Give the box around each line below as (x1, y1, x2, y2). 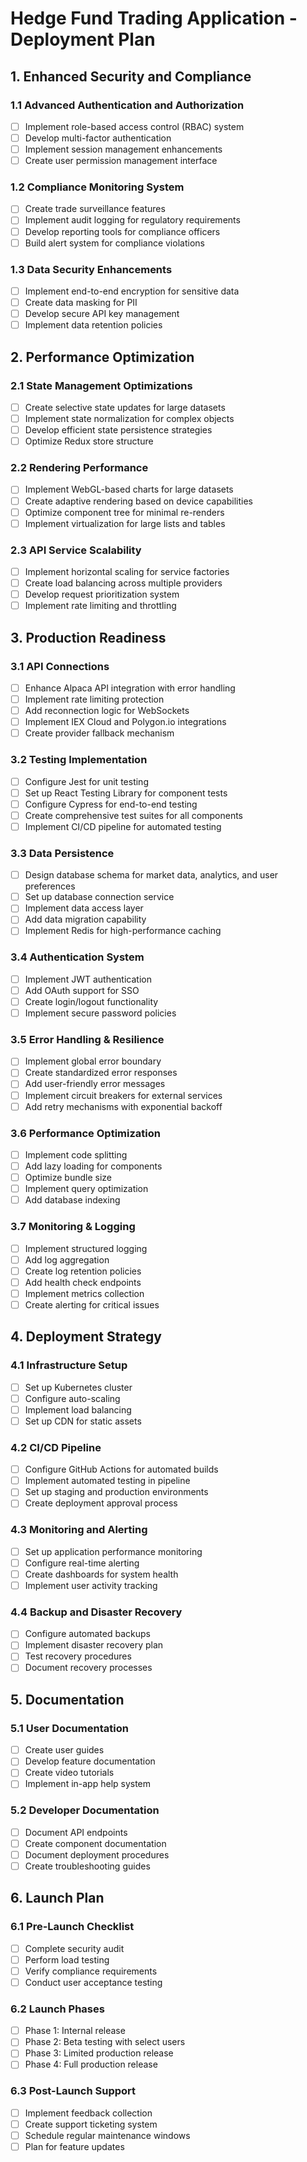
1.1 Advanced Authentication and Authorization (10, 98, 245, 112)
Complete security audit (24, 1942, 125, 1954)
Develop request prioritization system (24, 588, 180, 601)
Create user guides (24, 1744, 105, 1756)
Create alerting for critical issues (24, 1298, 160, 1311)
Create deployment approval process (24, 1497, 178, 1509)
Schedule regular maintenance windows (24, 2129, 191, 2141)
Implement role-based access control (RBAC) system (24, 120, 245, 132)
